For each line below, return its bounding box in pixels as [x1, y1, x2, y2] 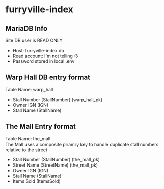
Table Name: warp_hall [5, 86, 53, 92]
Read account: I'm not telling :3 [12, 53, 78, 59]
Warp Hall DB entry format [5, 73, 91, 82]
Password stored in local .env [12, 58, 75, 64]
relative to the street [5, 147, 47, 153]
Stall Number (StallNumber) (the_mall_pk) [12, 156, 100, 162]
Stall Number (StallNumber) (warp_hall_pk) [12, 96, 103, 103]
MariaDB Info [5, 24, 48, 33]
